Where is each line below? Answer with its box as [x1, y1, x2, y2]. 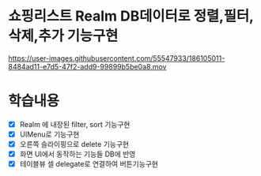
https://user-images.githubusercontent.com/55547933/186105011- [8, 53, 225, 63]
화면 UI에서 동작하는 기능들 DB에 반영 [19, 149, 136, 159]
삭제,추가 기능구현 [8, 27, 119, 45]
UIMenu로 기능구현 [19, 129, 80, 139]
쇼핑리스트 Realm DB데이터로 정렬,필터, [8, 7, 255, 25]
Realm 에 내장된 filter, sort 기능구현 [19, 119, 130, 129]
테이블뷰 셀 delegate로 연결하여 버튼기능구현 [19, 159, 158, 169]
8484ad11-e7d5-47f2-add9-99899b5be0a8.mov [8, 62, 167, 71]
